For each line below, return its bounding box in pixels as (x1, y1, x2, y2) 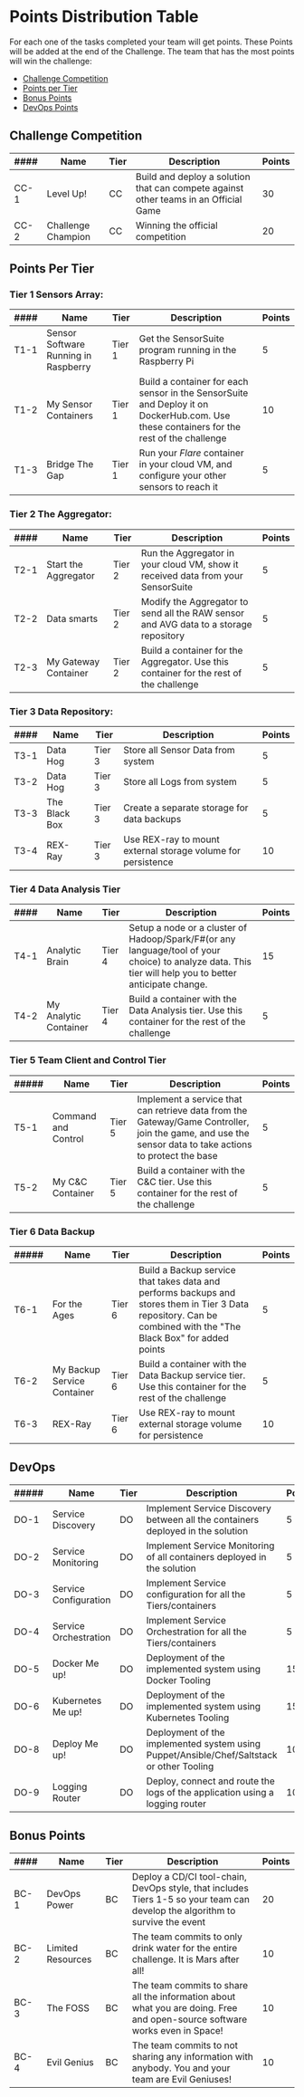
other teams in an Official (135, 193, 242, 206)
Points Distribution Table (9, 6, 199, 27)
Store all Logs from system (123, 776, 237, 789)
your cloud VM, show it (140, 558, 239, 570)
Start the (46, 558, 83, 570)
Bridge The (46, 458, 94, 471)
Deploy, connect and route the (146, 1775, 276, 1787)
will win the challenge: (9, 55, 92, 66)
